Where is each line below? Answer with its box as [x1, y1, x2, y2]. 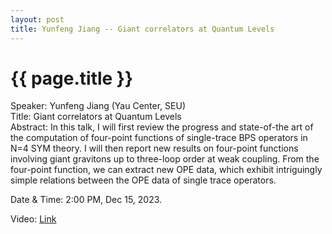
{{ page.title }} [10, 67, 134, 90]
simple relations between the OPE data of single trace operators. [10, 174, 277, 186]
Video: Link [10, 213, 57, 225]
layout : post [10, 14, 65, 25]
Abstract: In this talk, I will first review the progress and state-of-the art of [10, 121, 314, 133]
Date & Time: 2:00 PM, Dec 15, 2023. [10, 194, 163, 206]
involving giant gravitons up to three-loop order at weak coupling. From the [10, 153, 320, 165]
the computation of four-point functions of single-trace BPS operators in [10, 132, 308, 144]
